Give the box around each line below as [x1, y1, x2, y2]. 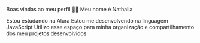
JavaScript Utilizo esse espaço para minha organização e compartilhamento [6, 24, 195, 30]
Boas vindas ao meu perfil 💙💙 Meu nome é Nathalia [6, 6, 133, 13]
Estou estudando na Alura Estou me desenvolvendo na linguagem [6, 17, 169, 24]
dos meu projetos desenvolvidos [6, 30, 87, 37]
